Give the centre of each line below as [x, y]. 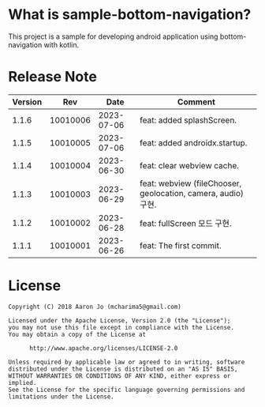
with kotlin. [62, 44]
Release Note [52, 77]
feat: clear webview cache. [189, 165]
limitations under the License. [61, 397]
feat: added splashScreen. [188, 120]
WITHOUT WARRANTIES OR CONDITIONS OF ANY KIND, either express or [119, 376]
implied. [22, 383]
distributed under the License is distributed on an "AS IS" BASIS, [123, 369]
